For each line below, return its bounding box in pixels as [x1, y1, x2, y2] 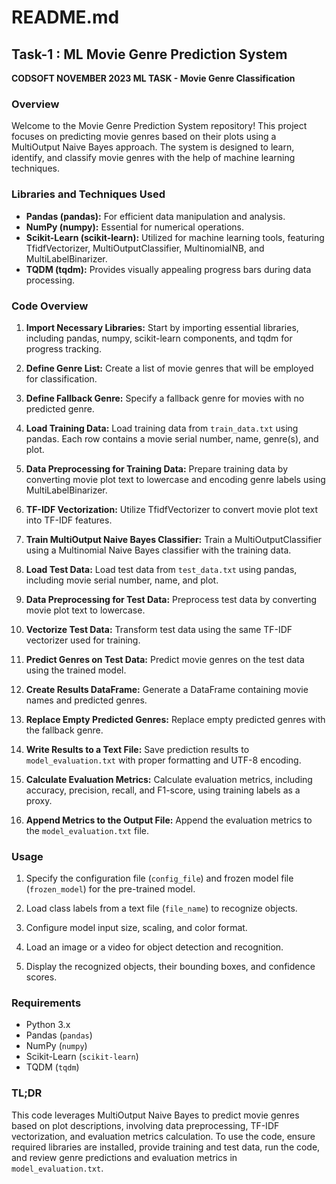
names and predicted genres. [25, 694, 148, 706]
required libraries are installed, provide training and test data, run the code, [11, 1141, 321, 1153]
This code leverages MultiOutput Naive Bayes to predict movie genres [11, 1109, 300, 1121]
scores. [25, 971, 58, 983]
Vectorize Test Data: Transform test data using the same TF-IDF [25, 623, 293, 635]
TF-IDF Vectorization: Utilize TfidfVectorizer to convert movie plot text [25, 503, 318, 515]
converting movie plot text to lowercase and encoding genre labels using [25, 473, 326, 485]
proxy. [25, 794, 53, 806]
